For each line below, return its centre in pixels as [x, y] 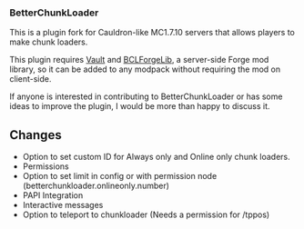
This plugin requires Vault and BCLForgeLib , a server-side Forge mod [139, 60]
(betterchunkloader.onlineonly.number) [96, 186]
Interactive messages [63, 205]
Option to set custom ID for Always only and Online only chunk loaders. [157, 157]
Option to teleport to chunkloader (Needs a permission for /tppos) [146, 214]
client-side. [30, 79]
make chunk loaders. [49, 42]
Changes [35, 135]
